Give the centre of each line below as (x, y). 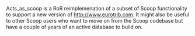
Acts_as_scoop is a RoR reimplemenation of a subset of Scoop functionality (97, 8)
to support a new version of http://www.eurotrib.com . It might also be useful (98, 15)
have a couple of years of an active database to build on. (74, 27)
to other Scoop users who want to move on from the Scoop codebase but (95, 21)
